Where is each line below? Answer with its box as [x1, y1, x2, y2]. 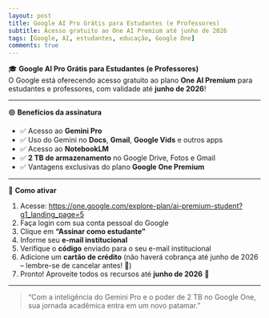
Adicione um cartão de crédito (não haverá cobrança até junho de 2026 [19, 252, 259, 262]
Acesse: [19, 201, 47, 211]
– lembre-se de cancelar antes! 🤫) [19, 261, 132, 271]
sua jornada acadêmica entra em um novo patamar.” [27, 301, 201, 311]
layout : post [8, 11, 52, 20]
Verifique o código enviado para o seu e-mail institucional [19, 244, 211, 253]
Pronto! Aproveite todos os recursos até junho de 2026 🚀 [19, 269, 210, 279]
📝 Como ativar [8, 186, 57, 195]
